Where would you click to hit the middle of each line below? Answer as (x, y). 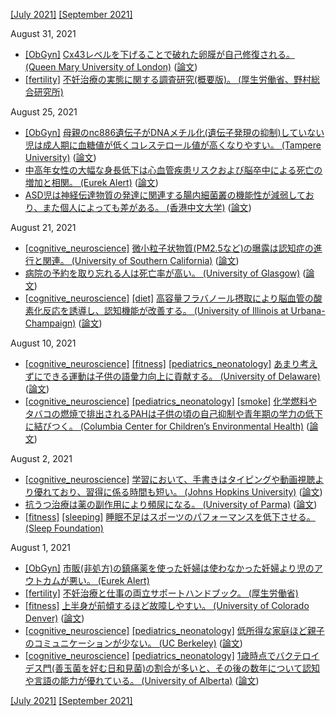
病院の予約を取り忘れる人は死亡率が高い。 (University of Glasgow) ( (165, 273)
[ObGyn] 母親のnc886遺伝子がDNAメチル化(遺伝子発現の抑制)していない (174, 132)
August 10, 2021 (43, 343)
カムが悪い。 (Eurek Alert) (96, 580)
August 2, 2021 (41, 458)
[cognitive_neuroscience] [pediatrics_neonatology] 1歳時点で (150, 655)
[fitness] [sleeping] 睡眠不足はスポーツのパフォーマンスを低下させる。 (170, 517)
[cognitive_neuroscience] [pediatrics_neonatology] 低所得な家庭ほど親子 (174, 630)
